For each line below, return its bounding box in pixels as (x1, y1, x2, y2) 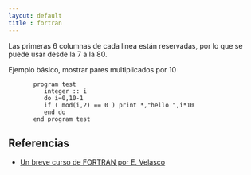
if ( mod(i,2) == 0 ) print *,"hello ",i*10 (43, 101, 194, 109)
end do (43, 108, 66, 116)
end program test (33, 115, 91, 123)
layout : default (8, 11, 62, 20)
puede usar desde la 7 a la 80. (8, 49, 108, 59)
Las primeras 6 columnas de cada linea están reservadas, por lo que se (8, 41, 243, 50)
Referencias (8, 136, 70, 150)
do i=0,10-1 (43, 94, 84, 102)
